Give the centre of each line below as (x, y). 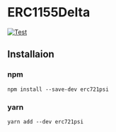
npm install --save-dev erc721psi (58, 89)
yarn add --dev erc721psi (45, 121)
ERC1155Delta (49, 12)
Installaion (31, 54)
